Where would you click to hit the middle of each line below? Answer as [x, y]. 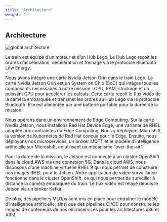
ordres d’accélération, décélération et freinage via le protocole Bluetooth [81, 63]
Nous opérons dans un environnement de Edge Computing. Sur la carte [80, 120]
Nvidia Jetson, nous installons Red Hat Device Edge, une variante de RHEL [83, 125]
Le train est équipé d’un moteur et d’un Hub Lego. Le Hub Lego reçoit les [81, 57]
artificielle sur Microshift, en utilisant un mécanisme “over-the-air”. [74, 147]
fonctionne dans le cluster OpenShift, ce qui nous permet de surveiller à [80, 178]
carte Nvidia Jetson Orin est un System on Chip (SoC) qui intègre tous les [82, 83]
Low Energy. [18, 68]
